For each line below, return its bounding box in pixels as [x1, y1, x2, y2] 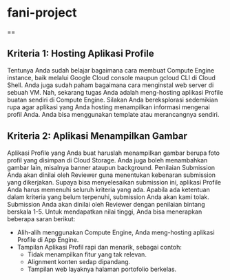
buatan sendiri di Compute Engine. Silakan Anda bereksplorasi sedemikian [7, 95, 218, 104]
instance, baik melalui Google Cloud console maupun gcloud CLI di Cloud [7, 73, 216, 82]
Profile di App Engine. [17, 235, 79, 243]
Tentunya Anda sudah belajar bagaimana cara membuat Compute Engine [7, 66, 215, 74]
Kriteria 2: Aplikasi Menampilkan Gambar [7, 130, 188, 142]
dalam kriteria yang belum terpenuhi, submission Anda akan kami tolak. [7, 192, 210, 201]
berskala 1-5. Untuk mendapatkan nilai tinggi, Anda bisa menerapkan [7, 207, 202, 216]
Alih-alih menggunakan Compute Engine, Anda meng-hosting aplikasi [17, 228, 215, 236]
